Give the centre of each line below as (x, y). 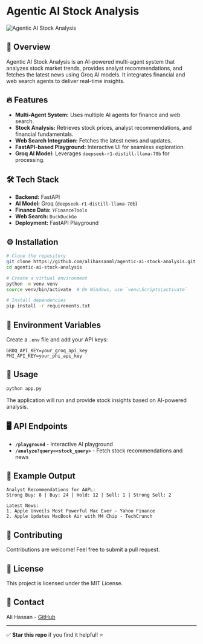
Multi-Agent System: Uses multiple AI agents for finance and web (98, 115)
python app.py (24, 388)
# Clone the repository (36, 256)
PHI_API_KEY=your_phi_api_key (44, 356)
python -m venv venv (32, 284)
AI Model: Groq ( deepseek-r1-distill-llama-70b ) (76, 204)
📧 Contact (25, 602)
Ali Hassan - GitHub (31, 617)
